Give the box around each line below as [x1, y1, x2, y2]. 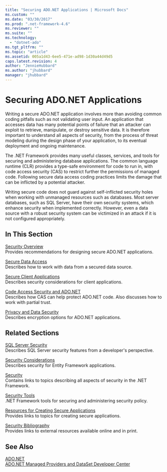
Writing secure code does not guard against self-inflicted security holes [5, 189, 153, 195]
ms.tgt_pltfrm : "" [5, 45, 43, 50]
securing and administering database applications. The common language [5, 158, 158, 164]
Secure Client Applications [5, 273, 60, 279]
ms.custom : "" [5, 12, 35, 17]
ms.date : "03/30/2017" [5, 17, 52, 22]
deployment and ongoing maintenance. [5, 142, 86, 148]
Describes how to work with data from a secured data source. [5, 264, 132, 270]
